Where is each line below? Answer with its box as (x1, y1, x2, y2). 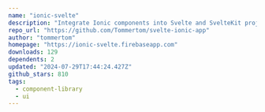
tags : (8, 77, 26, 85)
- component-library (15, 84, 83, 93)
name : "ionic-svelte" (8, 11, 80, 20)
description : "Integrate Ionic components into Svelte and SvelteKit (8, 19, 242, 27)
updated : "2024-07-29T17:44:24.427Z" (8, 63, 132, 71)
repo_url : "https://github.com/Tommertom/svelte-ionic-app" (8, 26, 211, 34)
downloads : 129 (8, 48, 58, 56)
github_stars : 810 (8, 70, 69, 78)
